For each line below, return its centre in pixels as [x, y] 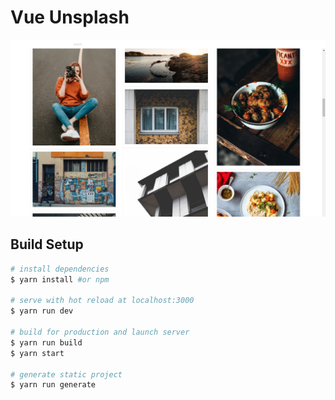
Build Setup [47, 244]
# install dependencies [60, 269]
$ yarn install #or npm [60, 279]
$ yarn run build [46, 342]
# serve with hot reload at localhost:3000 [102, 301]
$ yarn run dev [42, 311]
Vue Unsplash [70, 17]
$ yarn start [37, 353]
